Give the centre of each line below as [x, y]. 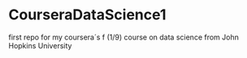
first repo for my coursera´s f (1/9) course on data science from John [124, 37]
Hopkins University [40, 45]
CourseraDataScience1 [87, 15]
